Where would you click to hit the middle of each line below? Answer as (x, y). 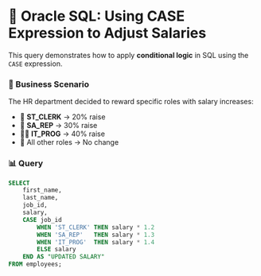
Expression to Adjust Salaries (107, 33)
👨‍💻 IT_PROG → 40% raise (62, 134)
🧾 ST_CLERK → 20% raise (62, 117)
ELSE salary (57, 250)
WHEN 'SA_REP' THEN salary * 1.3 (96, 235)
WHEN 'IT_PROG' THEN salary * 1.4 (96, 242)
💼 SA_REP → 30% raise (58, 126)
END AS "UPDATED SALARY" (64, 257)
